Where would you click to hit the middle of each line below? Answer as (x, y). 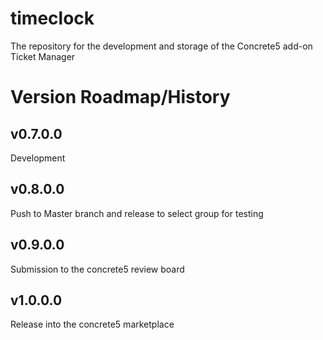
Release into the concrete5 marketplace (92, 324)
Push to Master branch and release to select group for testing (137, 213)
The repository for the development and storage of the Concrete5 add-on (161, 46)
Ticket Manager (43, 56)
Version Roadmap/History (120, 97)
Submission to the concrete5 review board (97, 269)
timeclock (52, 18)
